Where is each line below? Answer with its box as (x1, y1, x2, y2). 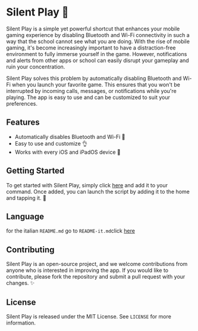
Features (6, 117, 40, 128)
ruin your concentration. (6, 63, 65, 70)
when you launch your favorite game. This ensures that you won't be (11, 81, 180, 88)
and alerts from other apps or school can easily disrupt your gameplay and (6, 57, 189, 64)
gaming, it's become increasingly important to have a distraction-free (6, 44, 176, 51)
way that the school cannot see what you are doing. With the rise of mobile (6, 38, 190, 45)
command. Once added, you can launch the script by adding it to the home (6, 188, 190, 195)
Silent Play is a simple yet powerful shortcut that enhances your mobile (6, 25, 180, 32)
